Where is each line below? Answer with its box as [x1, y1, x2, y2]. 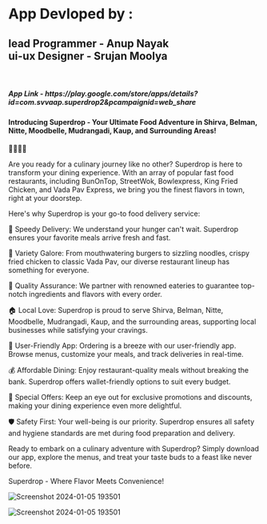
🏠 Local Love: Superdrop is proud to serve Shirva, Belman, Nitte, [8, 305, 224, 314]
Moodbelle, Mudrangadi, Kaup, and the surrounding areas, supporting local [8, 317, 257, 326]
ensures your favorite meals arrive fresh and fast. [8, 233, 171, 242]
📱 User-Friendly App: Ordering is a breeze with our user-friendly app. [8, 341, 237, 350]
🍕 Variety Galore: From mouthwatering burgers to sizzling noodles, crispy [8, 248, 250, 258]
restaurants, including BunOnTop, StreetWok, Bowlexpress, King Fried [8, 176, 238, 186]
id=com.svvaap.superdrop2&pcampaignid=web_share [8, 97, 197, 106]
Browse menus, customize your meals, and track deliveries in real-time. [8, 349, 244, 358]
